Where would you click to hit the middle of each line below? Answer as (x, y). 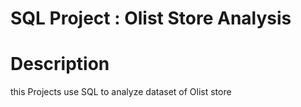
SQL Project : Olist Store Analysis (151, 18)
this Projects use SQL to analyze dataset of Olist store (121, 92)
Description (60, 64)
